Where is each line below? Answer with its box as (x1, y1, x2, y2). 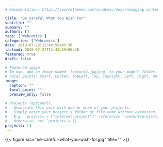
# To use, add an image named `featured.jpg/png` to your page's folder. (5, 70, 158, 74)
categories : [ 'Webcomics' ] (5, 38, 60, 44)
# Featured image (5, 65, 40, 70)
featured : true (5, 52, 36, 57)
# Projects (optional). (5, 101, 53, 105)
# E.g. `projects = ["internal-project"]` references (5, 114, 120, 119)
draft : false (5, 56, 32, 61)
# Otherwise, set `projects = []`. (5, 119, 81, 124)
